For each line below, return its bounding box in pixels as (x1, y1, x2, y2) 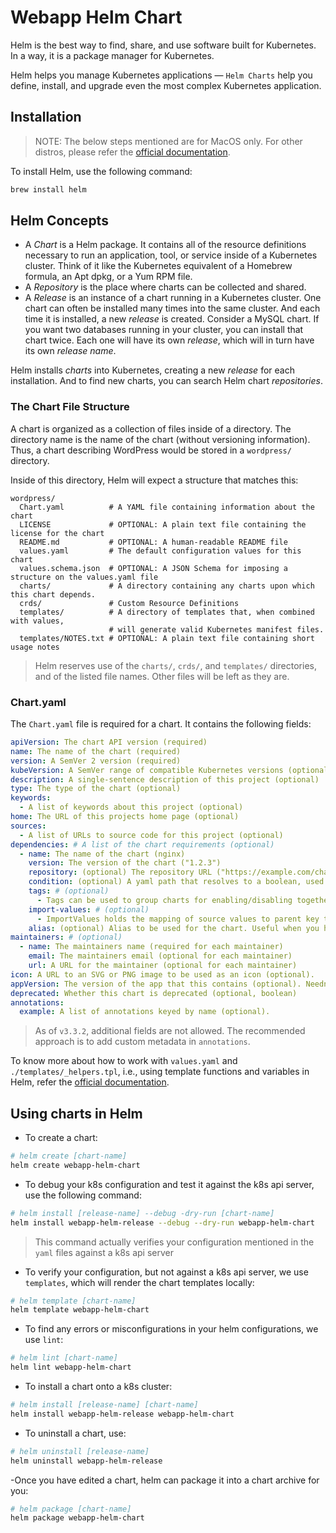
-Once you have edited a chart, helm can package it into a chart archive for (10, 1474, 320, 1486)
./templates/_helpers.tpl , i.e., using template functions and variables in (10, 1066, 310, 1078)
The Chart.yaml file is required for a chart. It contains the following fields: (10, 718, 312, 730)
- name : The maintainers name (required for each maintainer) (19, 942, 284, 952)
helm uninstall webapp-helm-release (10, 1456, 163, 1466)
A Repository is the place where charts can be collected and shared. (24, 281, 307, 293)
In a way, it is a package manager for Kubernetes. (10, 49, 215, 61)
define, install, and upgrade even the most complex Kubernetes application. (10, 79, 322, 91)
